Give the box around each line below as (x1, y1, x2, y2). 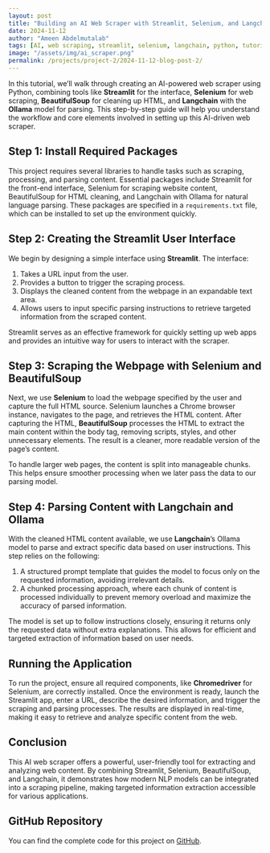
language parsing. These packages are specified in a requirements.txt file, (8, 200, 258, 210)
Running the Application (8, 657, 133, 671)
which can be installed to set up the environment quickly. (8, 208, 197, 218)
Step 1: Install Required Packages (8, 145, 178, 158)
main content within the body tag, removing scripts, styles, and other (8, 427, 237, 437)
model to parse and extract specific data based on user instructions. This (8, 543, 251, 552)
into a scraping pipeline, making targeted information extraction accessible (8, 782, 256, 792)
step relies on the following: (8, 552, 100, 561)
